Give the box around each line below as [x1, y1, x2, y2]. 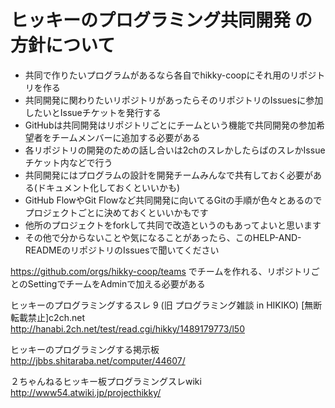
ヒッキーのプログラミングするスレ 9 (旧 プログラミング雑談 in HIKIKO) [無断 [10, 299, 323, 311]
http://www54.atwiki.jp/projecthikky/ [10, 386, 162, 398]
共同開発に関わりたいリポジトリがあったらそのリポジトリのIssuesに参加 [24, 94, 324, 106]
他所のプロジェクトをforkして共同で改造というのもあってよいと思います [24, 219, 322, 231]
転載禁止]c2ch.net [10, 311, 85, 323]
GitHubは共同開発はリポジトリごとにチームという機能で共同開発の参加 [24, 119, 317, 131]
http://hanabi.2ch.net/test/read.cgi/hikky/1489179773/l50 [10, 322, 245, 335]
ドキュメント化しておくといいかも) [36, 181, 181, 193]
